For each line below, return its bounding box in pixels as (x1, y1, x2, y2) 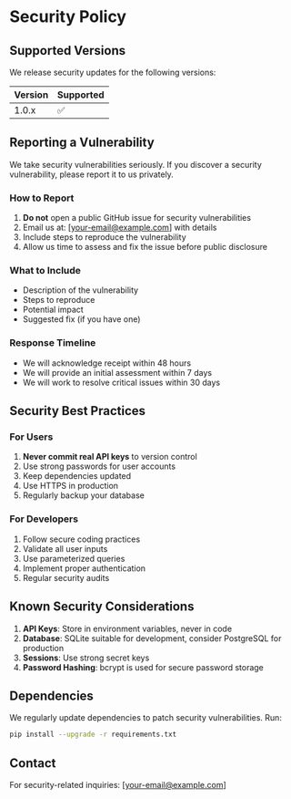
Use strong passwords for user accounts (22, 461, 176, 472)
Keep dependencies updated (22, 471, 132, 482)
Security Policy (9, 6, 127, 27)
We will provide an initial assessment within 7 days (22, 367, 212, 378)
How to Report (9, 192, 75, 204)
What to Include (9, 265, 82, 277)
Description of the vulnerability (22, 285, 139, 296)
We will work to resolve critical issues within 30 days (22, 377, 221, 388)
